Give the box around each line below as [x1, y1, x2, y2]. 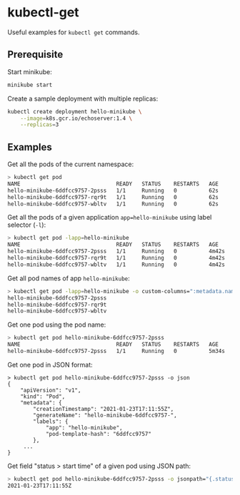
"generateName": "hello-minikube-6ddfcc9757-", [33, 412, 177, 419]
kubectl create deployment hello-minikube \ [7, 108, 142, 115]
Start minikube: [7, 67, 52, 76]
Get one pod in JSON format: [7, 360, 93, 369]
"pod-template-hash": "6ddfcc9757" [45, 430, 152, 437]
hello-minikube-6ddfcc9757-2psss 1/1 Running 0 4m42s [7, 247, 225, 255]
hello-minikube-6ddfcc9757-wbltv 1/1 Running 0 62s [7, 200, 219, 208]
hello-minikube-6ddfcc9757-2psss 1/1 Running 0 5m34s [7, 347, 225, 355]
